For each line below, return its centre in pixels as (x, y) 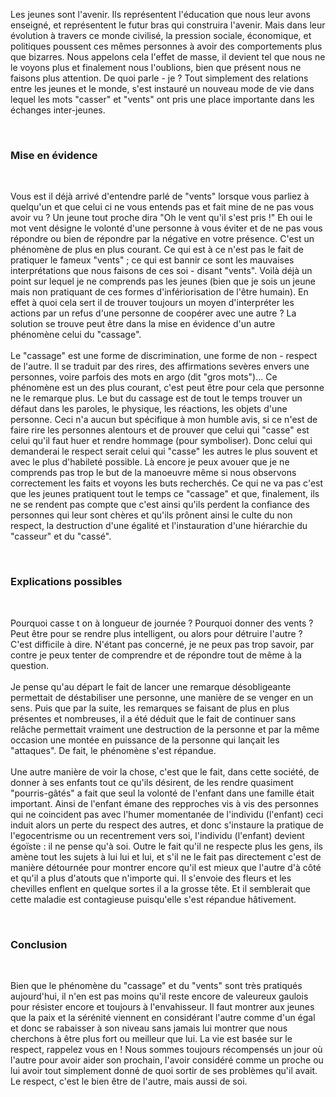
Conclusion (39, 944)
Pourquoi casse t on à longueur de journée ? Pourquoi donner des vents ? (162, 623)
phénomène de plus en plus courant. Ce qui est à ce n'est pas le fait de (157, 250)
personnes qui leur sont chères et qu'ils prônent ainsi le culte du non (151, 515)
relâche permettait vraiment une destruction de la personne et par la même (165, 729)
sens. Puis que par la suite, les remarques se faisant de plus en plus (150, 708)
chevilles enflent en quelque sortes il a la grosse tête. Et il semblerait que (161, 888)
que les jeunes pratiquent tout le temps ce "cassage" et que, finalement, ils (165, 494)
